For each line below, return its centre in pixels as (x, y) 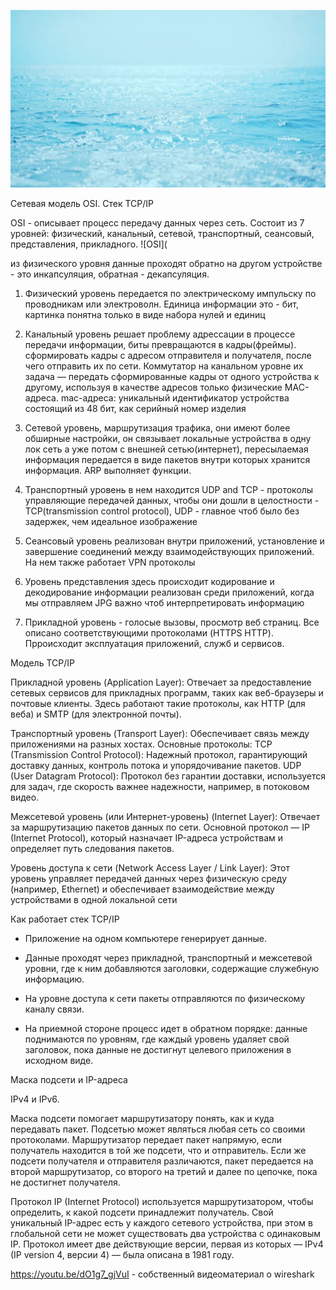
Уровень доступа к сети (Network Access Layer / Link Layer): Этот (150, 867)
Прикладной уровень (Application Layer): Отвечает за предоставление (161, 682)
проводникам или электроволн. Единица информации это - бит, (162, 304)
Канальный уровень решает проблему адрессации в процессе (160, 334)
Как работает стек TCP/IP (65, 919)
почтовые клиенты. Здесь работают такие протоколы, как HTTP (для (158, 703)
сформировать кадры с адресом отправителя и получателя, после (168, 355)
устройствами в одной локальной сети (94, 899)
